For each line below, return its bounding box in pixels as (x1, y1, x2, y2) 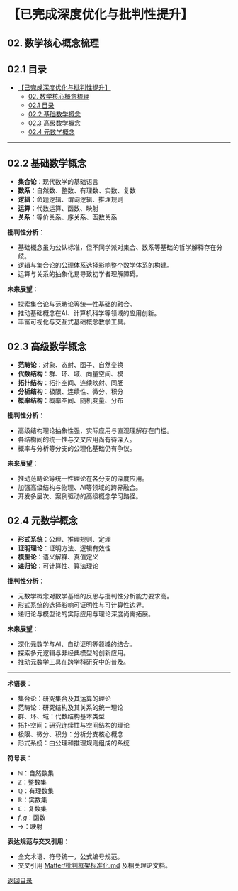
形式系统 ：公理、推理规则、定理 (17, 535, 111, 543)
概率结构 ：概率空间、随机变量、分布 (17, 396, 124, 405)
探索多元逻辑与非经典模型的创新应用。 (17, 648, 130, 657)
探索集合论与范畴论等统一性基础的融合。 (17, 300, 136, 309)
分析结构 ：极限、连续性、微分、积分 (17, 388, 124, 396)
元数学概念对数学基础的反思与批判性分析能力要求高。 (17, 591, 174, 600)
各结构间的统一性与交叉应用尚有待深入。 (17, 435, 136, 444)
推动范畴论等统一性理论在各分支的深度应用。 (17, 474, 149, 483)
